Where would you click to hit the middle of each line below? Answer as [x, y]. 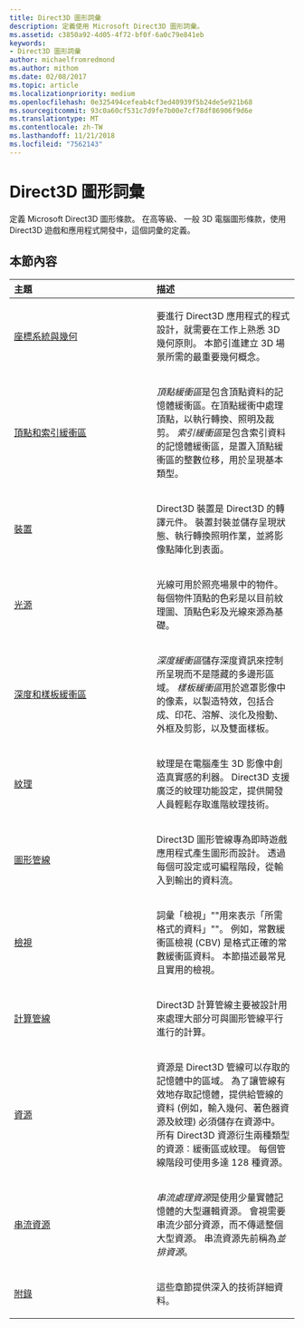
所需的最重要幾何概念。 [216, 356]
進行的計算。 [184, 1032]
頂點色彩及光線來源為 [229, 611]
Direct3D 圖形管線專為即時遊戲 [222, 839]
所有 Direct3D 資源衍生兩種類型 [223, 1135]
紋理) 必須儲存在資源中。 [228, 1121]
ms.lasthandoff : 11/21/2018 [62, 136]
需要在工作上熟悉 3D [237, 329]
